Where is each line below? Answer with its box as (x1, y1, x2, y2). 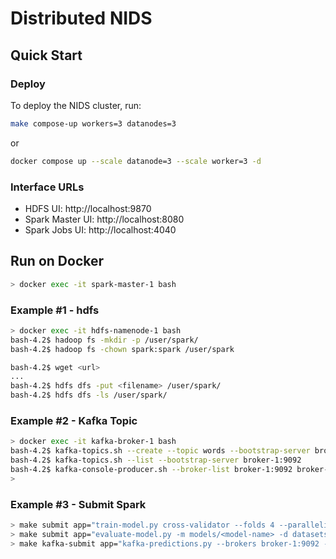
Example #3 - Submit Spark (10, 497, 147, 511)
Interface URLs (10, 180, 85, 194)
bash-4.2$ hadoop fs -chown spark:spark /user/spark (10, 344, 235, 354)
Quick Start (10, 47, 83, 64)
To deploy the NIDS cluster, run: (10, 99, 142, 111)
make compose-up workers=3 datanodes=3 (10, 118, 177, 129)
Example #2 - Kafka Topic (10, 413, 138, 427)
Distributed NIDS (10, 7, 153, 30)
